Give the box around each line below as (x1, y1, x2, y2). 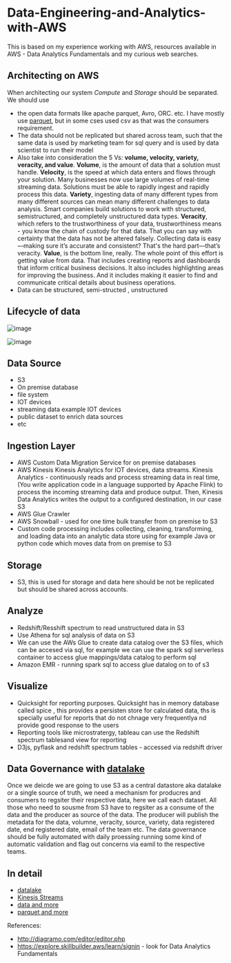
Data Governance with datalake (7, 763, 145, 775)
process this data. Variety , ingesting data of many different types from (17, 190, 219, 198)
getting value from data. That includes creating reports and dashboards (17, 256, 221, 264)
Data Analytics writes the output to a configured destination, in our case (17, 495, 222, 503)
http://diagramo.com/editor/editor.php (17, 935, 125, 943)
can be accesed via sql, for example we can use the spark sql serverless (17, 645, 224, 654)
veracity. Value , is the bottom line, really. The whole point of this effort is (17, 249, 224, 257)
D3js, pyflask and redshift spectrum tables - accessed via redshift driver (17, 743, 223, 751)
